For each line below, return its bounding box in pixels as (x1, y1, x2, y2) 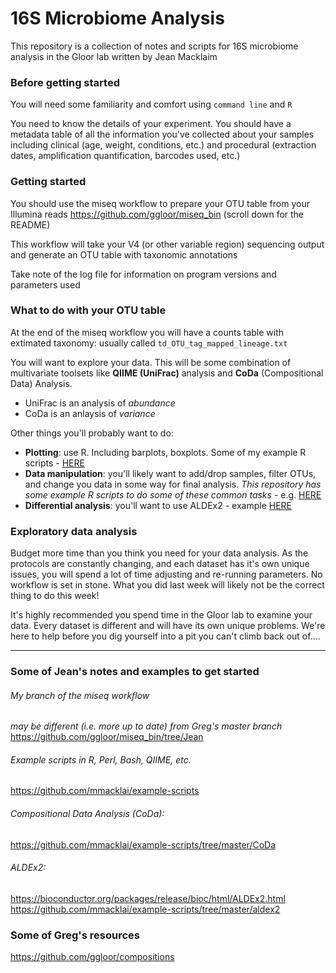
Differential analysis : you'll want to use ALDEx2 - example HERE (24, 499, 293, 511)
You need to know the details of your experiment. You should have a (10, 118, 292, 130)
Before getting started (10, 75, 120, 89)
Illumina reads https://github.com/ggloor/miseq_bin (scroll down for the (10, 208, 305, 220)
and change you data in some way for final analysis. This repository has (24, 478, 322, 490)
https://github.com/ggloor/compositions (10, 951, 175, 963)
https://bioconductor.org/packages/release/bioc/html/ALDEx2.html (10, 892, 286, 904)
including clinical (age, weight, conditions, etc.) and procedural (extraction (10, 139, 317, 151)
